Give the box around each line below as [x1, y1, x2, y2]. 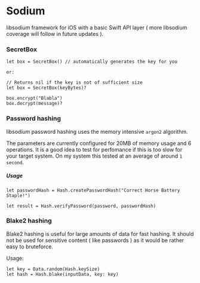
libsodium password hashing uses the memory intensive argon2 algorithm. [6, 128, 188, 135]
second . [6, 158, 24, 165]
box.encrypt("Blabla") [6, 96, 63, 101]
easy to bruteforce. [6, 243, 54, 250]
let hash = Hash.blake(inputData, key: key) [6, 271, 119, 277]
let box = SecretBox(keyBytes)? [6, 85, 87, 91]
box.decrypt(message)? [6, 100, 63, 107]
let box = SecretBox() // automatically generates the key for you [6, 59, 178, 65]
